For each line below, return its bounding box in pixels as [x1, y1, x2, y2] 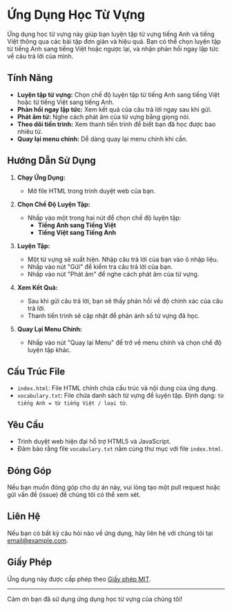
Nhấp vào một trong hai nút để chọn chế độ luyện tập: [27, 214, 182, 222]
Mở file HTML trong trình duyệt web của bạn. [27, 186, 156, 195]
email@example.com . [7, 536, 69, 544]
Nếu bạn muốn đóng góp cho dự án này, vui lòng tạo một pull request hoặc [7, 483, 221, 491]
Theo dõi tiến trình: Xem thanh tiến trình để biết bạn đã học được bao [17, 120, 216, 128]
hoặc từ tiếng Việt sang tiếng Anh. [17, 98, 115, 106]
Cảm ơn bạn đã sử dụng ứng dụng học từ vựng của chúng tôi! [7, 595, 183, 603]
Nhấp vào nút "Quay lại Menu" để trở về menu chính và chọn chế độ [27, 338, 222, 347]
